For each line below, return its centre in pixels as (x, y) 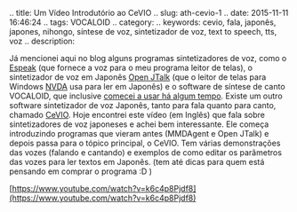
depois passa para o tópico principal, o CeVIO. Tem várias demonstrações (145, 143)
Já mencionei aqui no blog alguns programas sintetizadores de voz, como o (148, 58)
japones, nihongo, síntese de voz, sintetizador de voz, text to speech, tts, (143, 31)
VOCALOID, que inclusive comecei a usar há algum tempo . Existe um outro (146, 96)
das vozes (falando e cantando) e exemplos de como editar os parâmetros (146, 153)
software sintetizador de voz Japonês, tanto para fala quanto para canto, (143, 105)
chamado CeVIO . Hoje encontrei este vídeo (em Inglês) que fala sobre (137, 115)
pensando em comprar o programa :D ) (81, 171)
